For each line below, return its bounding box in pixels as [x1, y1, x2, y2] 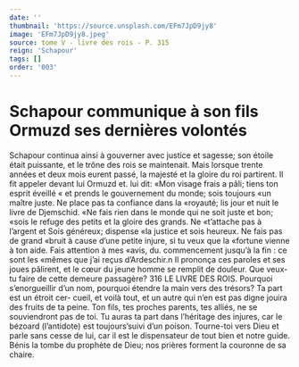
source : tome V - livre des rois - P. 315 [9, 38, 170, 47]
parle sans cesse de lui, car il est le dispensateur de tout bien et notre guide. [9, 329, 291, 340]
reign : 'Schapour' [9, 46, 78, 55]
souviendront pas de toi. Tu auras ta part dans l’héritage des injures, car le [9, 311, 283, 321]
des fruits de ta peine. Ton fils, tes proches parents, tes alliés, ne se [9, 301, 258, 313]
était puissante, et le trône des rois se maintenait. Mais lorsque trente [9, 159, 263, 170]
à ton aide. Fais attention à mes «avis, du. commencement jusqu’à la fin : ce [9, 245, 287, 255]
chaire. [9, 349, 35, 360]
